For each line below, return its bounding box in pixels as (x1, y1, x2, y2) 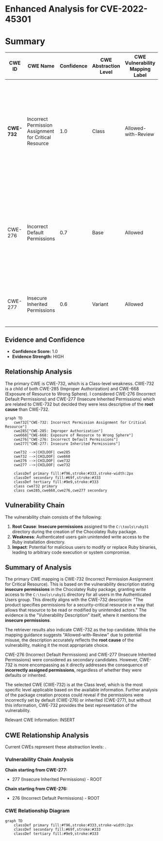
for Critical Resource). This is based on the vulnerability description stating (5, 581, 155, 587)
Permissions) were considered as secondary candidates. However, (5, 657, 139, 663)
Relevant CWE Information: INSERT (5, 717, 75, 723)
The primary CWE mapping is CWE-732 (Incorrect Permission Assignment (5, 576, 153, 582)
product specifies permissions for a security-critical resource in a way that (5, 602, 154, 608)
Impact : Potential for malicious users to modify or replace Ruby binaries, (12, 544, 157, 550)
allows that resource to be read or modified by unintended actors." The (5, 607, 147, 613)
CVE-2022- (100, 3, 148, 15)
